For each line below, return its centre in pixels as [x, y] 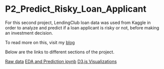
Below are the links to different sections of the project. [60, 52]
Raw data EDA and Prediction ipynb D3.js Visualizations [61, 61]
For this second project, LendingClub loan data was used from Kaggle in [78, 23]
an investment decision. [29, 33]
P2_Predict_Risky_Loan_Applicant [76, 9]
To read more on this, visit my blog [40, 42]
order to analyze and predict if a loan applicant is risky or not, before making [82, 27]
